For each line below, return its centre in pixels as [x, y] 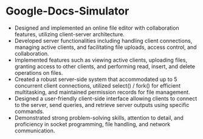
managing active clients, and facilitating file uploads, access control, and [105, 47]
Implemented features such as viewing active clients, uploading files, [101, 60]
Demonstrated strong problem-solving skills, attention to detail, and [99, 118]
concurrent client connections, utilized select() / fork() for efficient [97, 85]
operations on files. [39, 73]
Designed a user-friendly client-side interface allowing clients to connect [106, 99]
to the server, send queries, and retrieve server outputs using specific [102, 105]
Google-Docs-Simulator [67, 11]
